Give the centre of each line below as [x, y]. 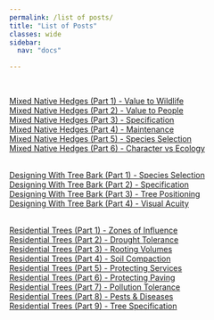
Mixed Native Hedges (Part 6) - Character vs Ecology [107, 149]
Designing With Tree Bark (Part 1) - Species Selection [107, 176]
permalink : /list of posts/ [62, 17]
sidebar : [25, 42]
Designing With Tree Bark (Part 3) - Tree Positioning [105, 194]
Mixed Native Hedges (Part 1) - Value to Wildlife [97, 101]
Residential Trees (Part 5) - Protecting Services [96, 268]
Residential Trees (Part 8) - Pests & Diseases [91, 297]
